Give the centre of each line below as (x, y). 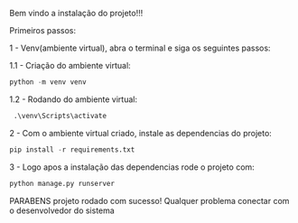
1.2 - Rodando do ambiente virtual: (74, 99)
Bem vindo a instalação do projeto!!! (76, 13)
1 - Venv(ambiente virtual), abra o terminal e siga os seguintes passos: (140, 48)
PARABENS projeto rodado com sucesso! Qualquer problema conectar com (149, 200)
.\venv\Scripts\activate (60, 116)
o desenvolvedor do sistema (62, 210)
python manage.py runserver (62, 183)
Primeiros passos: (43, 30)
